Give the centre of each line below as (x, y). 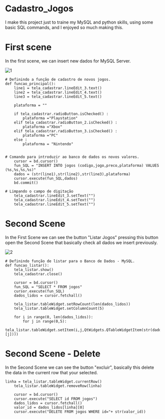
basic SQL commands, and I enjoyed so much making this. (64, 27)
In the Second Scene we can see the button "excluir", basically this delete (80, 367)
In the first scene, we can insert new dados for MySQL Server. (68, 61)
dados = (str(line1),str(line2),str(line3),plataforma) (72, 174)
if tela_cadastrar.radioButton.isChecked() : (61, 114)
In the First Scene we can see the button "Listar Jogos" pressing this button (82, 237)
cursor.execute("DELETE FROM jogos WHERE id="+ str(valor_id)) (80, 412)
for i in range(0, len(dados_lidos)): (54, 317)
